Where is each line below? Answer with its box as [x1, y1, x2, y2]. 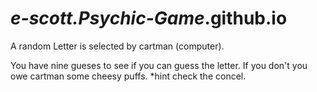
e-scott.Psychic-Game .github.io [10, 7, 288, 30]
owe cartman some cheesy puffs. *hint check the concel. [10, 70, 247, 82]
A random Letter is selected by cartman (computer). [10, 40, 225, 52]
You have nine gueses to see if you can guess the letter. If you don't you [10, 59, 308, 71]
